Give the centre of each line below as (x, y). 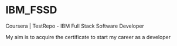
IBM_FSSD (31, 10)
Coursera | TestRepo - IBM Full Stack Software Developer (75, 26)
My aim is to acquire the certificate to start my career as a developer (88, 37)
